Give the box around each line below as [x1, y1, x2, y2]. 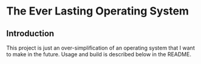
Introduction [6, 28, 55, 39]
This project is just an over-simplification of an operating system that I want [6, 44, 196, 51]
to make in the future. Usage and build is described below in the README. [6, 51, 191, 58]
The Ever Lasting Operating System [6, 4, 189, 18]
